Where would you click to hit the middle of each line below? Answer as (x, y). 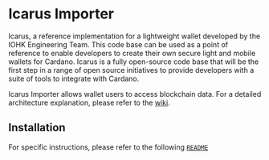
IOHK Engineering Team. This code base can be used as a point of (118, 44)
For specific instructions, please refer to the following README (108, 147)
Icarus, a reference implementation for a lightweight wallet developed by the (134, 36)
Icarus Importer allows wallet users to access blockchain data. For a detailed (135, 94)
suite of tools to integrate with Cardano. (74, 78)
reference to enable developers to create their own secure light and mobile (132, 53)
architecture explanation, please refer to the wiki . (89, 102)
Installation (37, 128)
